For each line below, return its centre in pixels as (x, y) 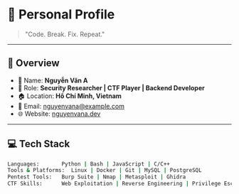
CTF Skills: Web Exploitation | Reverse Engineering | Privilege (114, 184)
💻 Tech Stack (39, 144)
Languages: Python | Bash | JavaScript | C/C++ (89, 164)
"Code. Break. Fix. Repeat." (65, 34)
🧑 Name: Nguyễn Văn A (53, 80)
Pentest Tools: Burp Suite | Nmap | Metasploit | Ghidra (97, 177)
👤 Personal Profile (61, 15)
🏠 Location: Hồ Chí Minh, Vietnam (70, 96)
